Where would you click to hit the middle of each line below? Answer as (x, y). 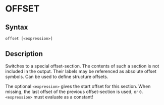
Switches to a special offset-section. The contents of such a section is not (82, 66)
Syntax (17, 27)
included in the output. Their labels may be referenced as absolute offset (81, 71)
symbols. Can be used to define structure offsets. (57, 76)
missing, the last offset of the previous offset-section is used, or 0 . (74, 91)
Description (24, 54)
